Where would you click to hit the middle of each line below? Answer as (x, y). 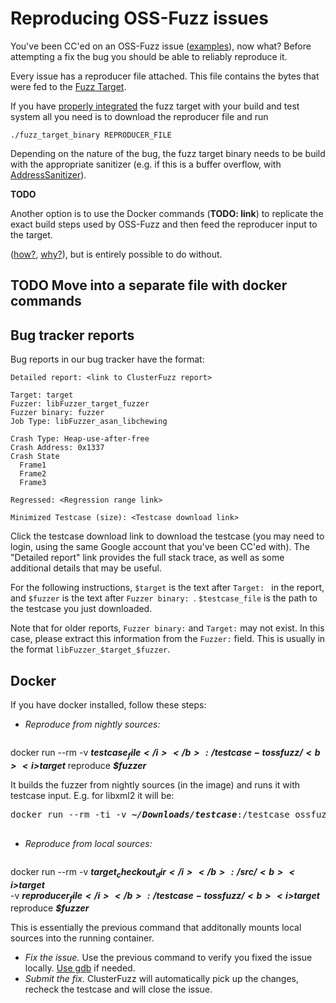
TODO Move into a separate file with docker (149, 285)
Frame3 (33, 483)
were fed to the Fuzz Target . (68, 86)
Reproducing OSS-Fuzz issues (139, 18)
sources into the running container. (82, 938)
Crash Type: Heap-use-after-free (80, 439)
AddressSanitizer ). (48, 174)
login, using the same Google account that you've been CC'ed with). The (160, 547)
